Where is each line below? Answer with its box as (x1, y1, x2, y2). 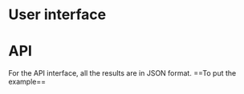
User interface (8, 6, 107, 24)
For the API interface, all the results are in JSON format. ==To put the (8, 69, 237, 78)
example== (8, 77, 47, 87)
